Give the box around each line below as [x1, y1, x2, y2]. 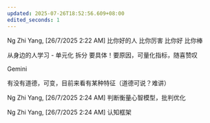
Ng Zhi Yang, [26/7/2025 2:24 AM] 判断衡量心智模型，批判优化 [7, 93, 186, 102]
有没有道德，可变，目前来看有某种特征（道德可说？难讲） [7, 78, 170, 87]
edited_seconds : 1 [7, 16, 60, 23]
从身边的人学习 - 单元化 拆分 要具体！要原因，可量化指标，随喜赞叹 [7, 51, 198, 59]
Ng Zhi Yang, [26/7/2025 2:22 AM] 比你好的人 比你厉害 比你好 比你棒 [7, 36, 203, 45]
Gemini [7, 65, 28, 73]
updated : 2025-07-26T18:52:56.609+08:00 [7, 10, 125, 17]
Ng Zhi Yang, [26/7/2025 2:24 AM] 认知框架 [7, 108, 132, 116]
